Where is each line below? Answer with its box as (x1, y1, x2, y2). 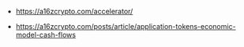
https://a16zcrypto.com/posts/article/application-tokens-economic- (15, 22, 236, 31)
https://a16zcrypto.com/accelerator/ (15, 7, 133, 16)
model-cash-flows (15, 31, 77, 39)
